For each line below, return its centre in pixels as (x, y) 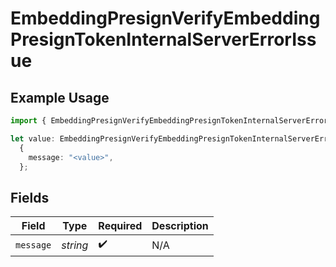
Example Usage (60, 97)
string (75, 245)
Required (120, 226)
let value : (33, 138)
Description (180, 226)
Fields (30, 197)
